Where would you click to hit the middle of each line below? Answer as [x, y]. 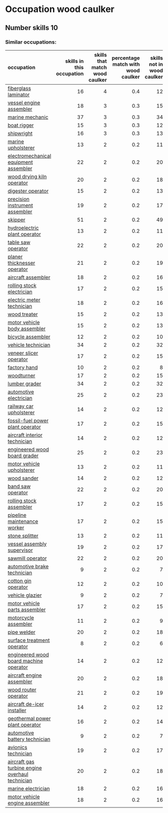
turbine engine [25, 768]
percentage [126, 58]
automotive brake [28, 566]
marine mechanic [28, 117]
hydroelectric [23, 228]
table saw [19, 242]
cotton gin [19, 581]
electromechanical [29, 156]
